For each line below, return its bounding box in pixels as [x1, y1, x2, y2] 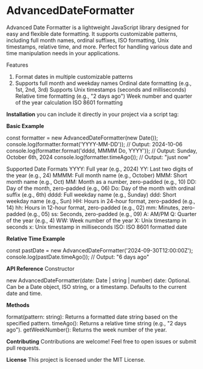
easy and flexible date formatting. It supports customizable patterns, [6, 30, 178, 37]
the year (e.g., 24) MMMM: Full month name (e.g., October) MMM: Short [6, 171, 187, 179]
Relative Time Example [6, 235, 66, 242]
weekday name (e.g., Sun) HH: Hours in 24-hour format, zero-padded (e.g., [6, 197, 196, 205]
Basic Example [6, 122, 44, 129]
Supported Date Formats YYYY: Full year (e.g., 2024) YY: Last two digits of [6, 165, 193, 172]
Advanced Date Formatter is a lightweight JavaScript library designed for [6, 24, 190, 31]
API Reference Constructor [6, 265, 75, 272]
